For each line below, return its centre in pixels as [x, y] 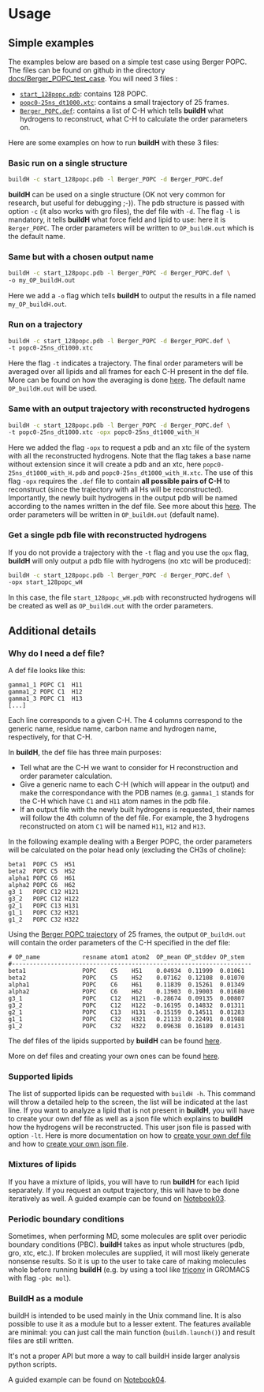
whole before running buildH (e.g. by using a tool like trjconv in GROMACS [129, 1269]
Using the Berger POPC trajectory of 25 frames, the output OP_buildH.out [127, 934]
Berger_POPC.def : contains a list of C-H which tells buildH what [121, 110]
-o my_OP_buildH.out [42, 281]
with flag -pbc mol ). [40, 1278]
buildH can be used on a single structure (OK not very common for [117, 195]
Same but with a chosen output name [81, 257]
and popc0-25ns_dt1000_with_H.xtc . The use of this [171, 473]
